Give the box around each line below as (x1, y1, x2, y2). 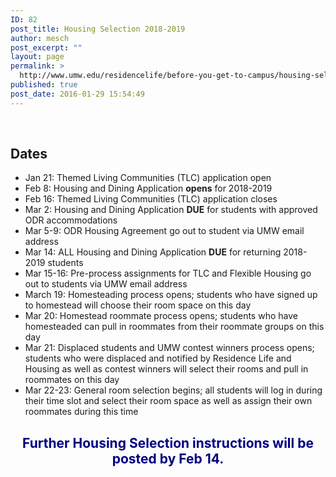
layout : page (10, 52, 65, 62)
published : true (10, 80, 78, 90)
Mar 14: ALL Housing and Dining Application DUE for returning (24, 246, 282, 258)
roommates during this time (24, 406, 139, 418)
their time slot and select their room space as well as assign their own (24, 395, 313, 407)
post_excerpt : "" (10, 42, 83, 53)
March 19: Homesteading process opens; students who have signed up (24, 289, 318, 301)
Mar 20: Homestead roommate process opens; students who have (24, 310, 298, 322)
